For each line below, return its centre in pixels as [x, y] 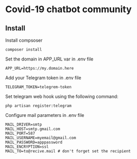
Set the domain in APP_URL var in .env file [49, 59]
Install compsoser [24, 40]
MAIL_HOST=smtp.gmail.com [33, 129]
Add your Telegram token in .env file [43, 78]
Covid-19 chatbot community [68, 9]
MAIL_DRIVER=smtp [24, 124]
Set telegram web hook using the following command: [62, 97]
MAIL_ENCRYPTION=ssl [27, 147]
